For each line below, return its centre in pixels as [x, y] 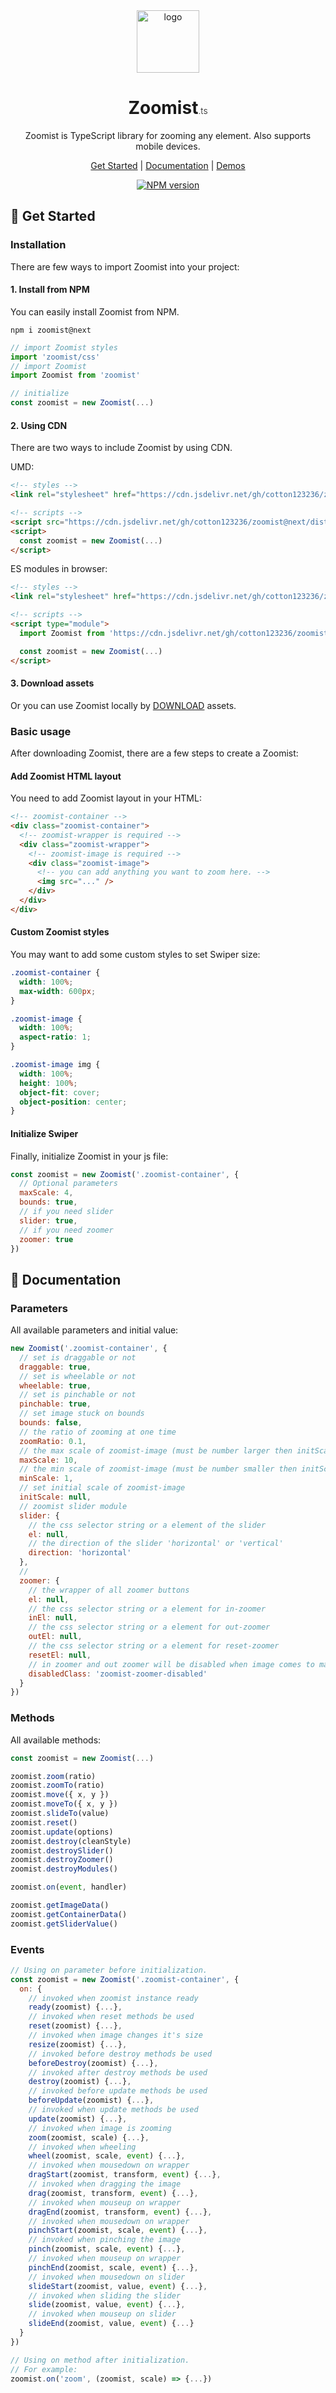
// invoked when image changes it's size [115, 2035]
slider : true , [48, 1220]
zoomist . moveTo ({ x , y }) [64, 1804]
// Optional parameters [68, 1184]
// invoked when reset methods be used [111, 2017]
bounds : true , [48, 1202]
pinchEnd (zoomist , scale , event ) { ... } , [113, 2267]
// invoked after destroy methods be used [118, 2072]
